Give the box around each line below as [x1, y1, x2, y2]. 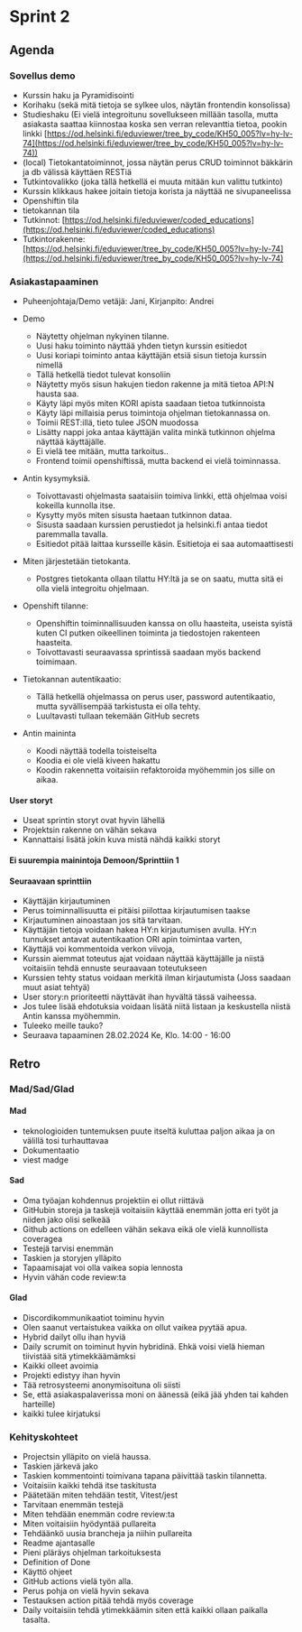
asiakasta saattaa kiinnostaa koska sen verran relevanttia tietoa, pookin [22, 118, 288, 129]
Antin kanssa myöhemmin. [22, 1011, 122, 1022]
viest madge [22, 1154, 69, 1165]
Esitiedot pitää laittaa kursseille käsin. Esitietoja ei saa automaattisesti [35, 539, 294, 550]
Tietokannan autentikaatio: [22, 674, 122, 685]
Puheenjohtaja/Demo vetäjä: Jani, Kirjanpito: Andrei [22, 296, 215, 307]
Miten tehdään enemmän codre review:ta [22, 1509, 176, 1520]
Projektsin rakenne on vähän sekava [22, 824, 158, 836]
